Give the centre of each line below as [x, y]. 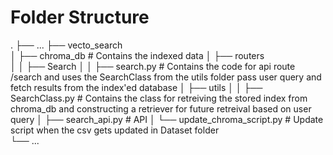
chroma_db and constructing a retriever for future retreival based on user [161, 108]
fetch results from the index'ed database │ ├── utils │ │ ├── [136, 87]
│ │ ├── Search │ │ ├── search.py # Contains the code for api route [153, 66]
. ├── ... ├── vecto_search [66, 45]
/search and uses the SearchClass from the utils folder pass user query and [166, 77]
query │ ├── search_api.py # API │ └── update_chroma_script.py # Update [167, 119]
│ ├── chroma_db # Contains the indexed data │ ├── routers [137, 55]
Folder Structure [80, 17]
